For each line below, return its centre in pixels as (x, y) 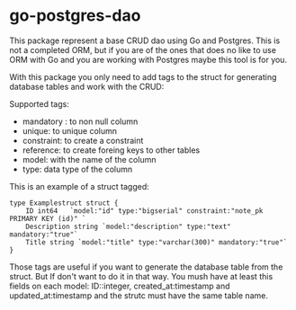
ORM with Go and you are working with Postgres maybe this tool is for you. (148, 59)
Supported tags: (39, 103)
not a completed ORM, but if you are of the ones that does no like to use (143, 49)
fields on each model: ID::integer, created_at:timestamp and (120, 286)
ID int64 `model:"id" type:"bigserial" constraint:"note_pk (144, 211)
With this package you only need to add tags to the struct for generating (143, 76)
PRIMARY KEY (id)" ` (48, 218)
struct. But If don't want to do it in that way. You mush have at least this (141, 276)
